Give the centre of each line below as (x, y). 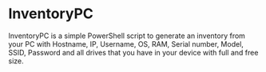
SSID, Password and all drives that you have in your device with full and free (133, 52)
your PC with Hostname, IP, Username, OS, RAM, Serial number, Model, (126, 44)
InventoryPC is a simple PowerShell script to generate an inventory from (127, 36)
